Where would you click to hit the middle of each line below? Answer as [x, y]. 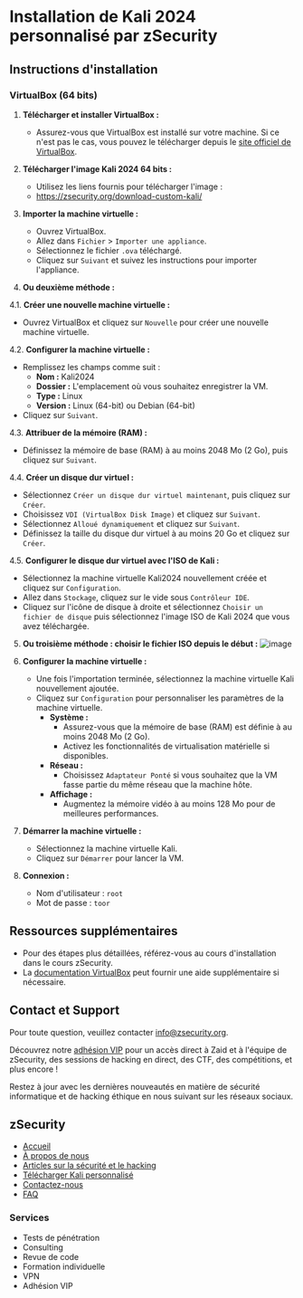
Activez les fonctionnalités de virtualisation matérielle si [166, 746]
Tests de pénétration [61, 1237]
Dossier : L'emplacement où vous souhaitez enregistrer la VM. [152, 386]
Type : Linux [59, 396]
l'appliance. [57, 270]
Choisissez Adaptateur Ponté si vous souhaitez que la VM [170, 775]
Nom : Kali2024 [65, 377]
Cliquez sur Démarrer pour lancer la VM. [110, 858]
